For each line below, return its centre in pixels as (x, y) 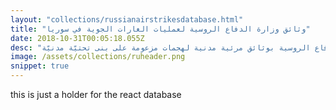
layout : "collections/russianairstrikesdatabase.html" (127, 19)
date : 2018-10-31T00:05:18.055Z (77, 38)
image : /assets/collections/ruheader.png (98, 57)
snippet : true (40, 66)
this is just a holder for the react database (96, 94)
